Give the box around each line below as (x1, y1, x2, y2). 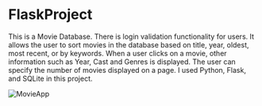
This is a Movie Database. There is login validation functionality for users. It (8, 32, 255, 41)
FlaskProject (8, 6, 93, 24)
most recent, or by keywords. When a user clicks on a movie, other (8, 48, 228, 58)
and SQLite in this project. (8, 74, 93, 83)
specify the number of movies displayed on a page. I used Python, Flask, (8, 65, 246, 74)
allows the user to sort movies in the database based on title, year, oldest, (8, 40, 249, 49)
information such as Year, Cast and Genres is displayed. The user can (8, 57, 236, 66)
